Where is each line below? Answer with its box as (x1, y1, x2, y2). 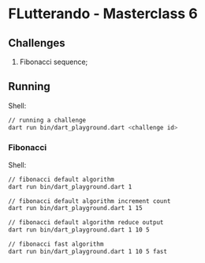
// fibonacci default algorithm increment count (8, 197, 171, 205)
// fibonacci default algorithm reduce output (8, 219, 164, 227)
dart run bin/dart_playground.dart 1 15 (8, 205, 143, 212)
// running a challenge (8, 116, 87, 124)
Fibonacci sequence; (19, 57, 88, 66)
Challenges (8, 36, 65, 50)
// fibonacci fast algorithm (8, 240, 104, 249)
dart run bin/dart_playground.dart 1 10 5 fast (8, 247, 168, 255)
